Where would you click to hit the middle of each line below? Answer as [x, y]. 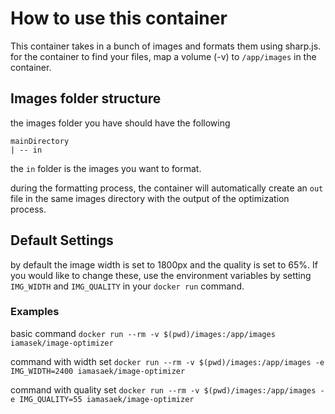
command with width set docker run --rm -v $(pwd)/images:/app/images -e [167, 361]
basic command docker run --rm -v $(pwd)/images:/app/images [143, 333]
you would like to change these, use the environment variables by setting [161, 275]
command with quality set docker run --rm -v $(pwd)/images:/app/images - [167, 389]
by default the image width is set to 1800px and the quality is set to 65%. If [164, 264]
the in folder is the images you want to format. [106, 168]
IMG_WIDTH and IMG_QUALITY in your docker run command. [127, 286]
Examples [35, 312]
